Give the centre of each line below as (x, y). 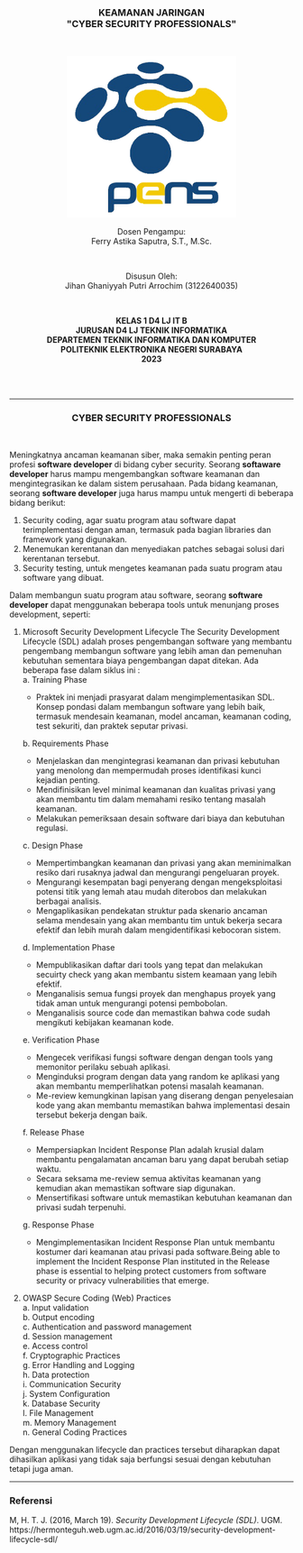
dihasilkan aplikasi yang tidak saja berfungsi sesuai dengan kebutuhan (140, 1459)
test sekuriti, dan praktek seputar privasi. (112, 726)
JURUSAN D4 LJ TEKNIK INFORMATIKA (151, 330)
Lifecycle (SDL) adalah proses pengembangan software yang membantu (157, 641)
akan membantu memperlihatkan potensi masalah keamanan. (150, 1086)
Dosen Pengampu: (151, 231)
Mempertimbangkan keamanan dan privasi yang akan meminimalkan (163, 863)
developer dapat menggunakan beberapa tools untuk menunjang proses (144, 605)
